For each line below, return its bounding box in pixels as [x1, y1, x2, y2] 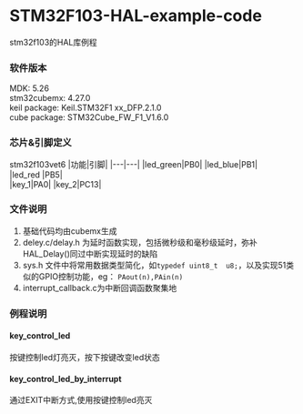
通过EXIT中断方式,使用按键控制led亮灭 [9, 395, 153, 406]
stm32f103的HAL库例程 [9, 36, 97, 47]
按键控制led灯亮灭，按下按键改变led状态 [9, 351, 161, 362]
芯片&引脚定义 [9, 136, 73, 149]
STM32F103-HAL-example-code [9, 5, 262, 26]
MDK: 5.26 [9, 83, 50, 94]
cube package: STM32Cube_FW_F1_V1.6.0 [9, 112, 169, 123]
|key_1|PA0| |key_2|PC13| [9, 178, 102, 189]
